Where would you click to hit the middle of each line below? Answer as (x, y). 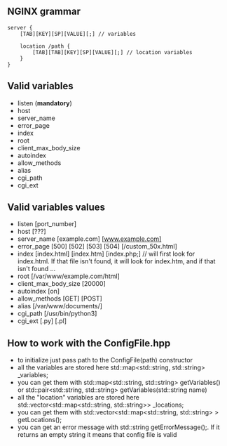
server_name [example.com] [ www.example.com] (89, 239)
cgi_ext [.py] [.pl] (42, 321)
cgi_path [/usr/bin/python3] (57, 314)
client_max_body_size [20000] (62, 284)
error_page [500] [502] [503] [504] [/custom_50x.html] (97, 247)
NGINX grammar (44, 12)
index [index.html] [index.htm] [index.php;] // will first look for (106, 254)
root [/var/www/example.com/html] (69, 276)
